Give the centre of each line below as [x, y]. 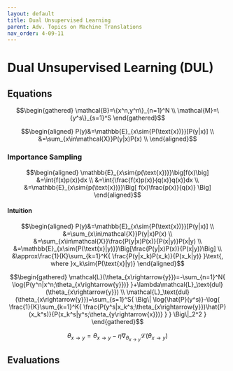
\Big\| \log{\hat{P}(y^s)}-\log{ [178, 299]
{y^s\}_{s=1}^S [91, 118]
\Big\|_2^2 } [190, 314]
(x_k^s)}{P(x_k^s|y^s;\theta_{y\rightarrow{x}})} [96, 314]
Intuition [20, 211]
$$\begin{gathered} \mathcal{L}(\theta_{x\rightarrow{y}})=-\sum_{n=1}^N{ [118, 276]
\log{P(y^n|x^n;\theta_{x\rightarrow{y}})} [70, 284]
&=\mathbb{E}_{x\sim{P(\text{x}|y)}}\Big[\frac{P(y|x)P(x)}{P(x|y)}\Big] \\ [118, 248]
